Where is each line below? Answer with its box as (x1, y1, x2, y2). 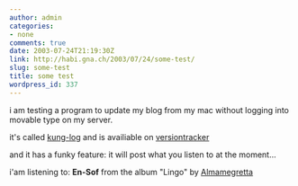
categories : (9, 22, 54, 31)
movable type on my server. (9, 114, 113, 125)
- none (9, 30, 34, 39)
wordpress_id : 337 (9, 80, 78, 89)
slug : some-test (9, 64, 70, 73)
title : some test (9, 72, 75, 81)
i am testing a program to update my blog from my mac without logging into (9, 104, 290, 115)
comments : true (9, 38, 67, 48)
